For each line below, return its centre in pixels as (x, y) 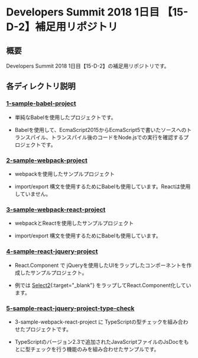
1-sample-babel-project (41, 104)
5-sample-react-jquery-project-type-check (70, 308)
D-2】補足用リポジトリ (62, 27)
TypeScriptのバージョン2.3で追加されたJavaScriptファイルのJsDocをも (102, 341)
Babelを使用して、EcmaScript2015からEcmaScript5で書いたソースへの (100, 130)
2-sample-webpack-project (47, 160)
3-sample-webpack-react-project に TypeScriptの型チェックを (91, 322)
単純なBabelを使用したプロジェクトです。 (65, 117)
